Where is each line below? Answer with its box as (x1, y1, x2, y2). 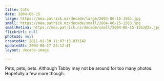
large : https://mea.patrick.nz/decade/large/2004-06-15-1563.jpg (5, 16, 141, 21)
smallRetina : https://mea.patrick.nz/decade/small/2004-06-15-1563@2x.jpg (5, 25, 161, 30)
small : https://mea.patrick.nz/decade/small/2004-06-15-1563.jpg (5, 20, 141, 26)
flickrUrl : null (5, 30, 38, 34)
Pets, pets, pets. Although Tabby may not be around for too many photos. (5, 65, 153, 71)
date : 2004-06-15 (5, 12, 41, 16)
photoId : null (5, 34, 34, 39)
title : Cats (5, 7, 29, 12)
